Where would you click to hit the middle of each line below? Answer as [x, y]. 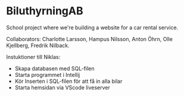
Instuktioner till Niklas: [33, 57]
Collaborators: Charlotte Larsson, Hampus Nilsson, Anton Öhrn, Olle [89, 39]
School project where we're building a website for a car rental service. [92, 27]
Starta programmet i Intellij [47, 75]
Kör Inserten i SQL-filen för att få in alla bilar [68, 81]
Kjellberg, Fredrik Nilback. [38, 45]
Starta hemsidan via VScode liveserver [62, 87]
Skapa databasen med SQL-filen [54, 68]
